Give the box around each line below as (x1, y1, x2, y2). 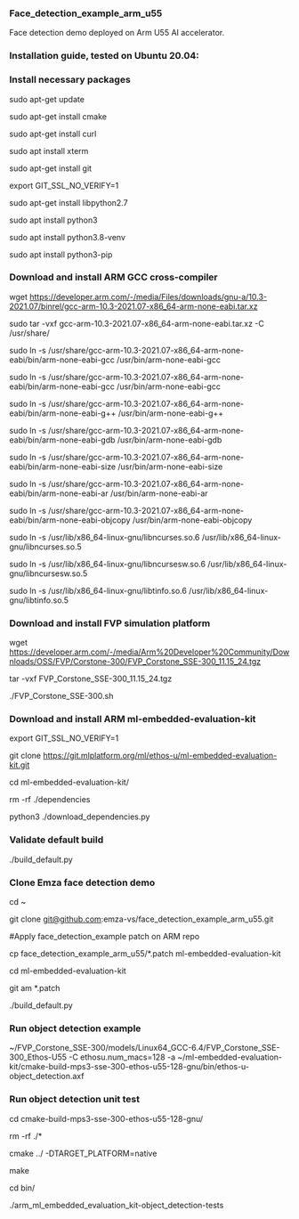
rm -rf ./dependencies (9, 794, 91, 805)
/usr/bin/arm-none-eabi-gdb (117, 435, 222, 445)
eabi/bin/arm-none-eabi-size (9, 461, 117, 472)
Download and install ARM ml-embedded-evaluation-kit (9, 713, 256, 726)
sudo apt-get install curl (9, 128, 97, 139)
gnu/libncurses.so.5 (9, 541, 82, 552)
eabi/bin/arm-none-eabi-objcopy (9, 515, 131, 525)
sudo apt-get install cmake (9, 110, 107, 122)
